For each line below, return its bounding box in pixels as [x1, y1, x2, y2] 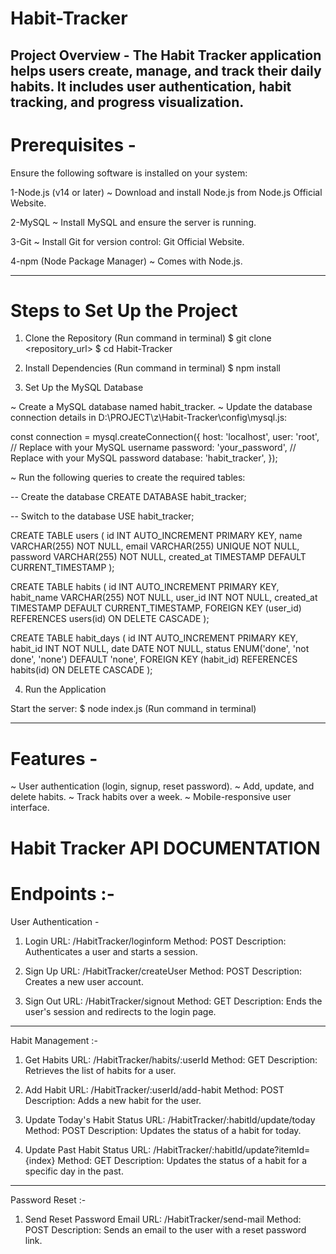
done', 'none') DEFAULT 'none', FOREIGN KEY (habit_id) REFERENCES [10, 653, 298, 666]
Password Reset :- [10, 1193, 87, 1206]
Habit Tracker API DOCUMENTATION [10, 837, 321, 859]
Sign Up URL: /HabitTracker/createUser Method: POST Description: [24, 965, 303, 977]
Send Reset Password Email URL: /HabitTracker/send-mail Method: [24, 1213, 302, 1225]
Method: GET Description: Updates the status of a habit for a [57, 1154, 308, 1166]
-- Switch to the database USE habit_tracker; [10, 510, 195, 522]
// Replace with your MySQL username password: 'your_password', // [10, 442, 297, 454]
